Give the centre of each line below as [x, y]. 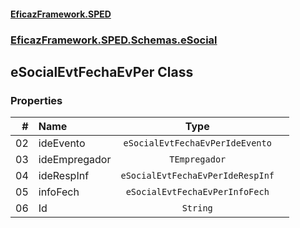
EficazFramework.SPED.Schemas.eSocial [114, 40]
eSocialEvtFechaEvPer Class [102, 71]
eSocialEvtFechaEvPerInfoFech [197, 192]
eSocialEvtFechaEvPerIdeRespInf [197, 176]
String [197, 208]
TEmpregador [198, 159]
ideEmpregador [75, 160]
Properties [36, 100]
